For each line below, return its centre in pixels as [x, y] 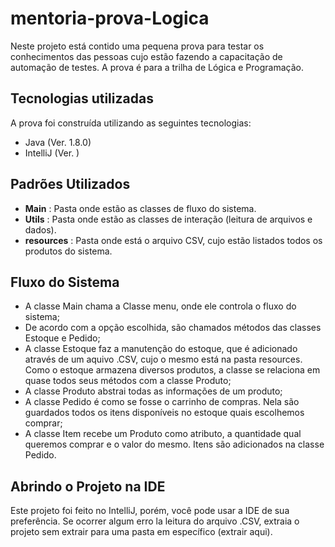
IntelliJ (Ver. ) [52, 153]
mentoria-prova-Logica [110, 18]
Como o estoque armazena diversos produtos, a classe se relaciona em [172, 370]
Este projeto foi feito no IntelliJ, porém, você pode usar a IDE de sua [150, 511]
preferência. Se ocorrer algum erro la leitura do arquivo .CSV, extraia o [155, 521]
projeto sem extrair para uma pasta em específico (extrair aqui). [141, 532]
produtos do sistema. [68, 251]
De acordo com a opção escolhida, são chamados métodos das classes [173, 328]
